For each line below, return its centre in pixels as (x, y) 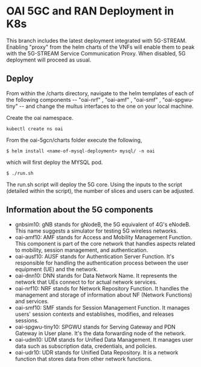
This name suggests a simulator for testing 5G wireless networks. (96, 231)
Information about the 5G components (80, 210)
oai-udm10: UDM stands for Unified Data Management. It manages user (104, 339)
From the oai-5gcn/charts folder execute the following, (74, 140)
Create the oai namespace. (40, 118)
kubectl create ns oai (35, 129)
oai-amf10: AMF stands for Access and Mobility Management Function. (104, 237)
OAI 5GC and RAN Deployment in (90, 11)
